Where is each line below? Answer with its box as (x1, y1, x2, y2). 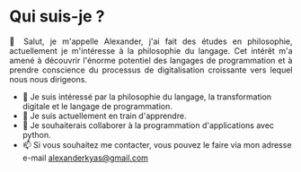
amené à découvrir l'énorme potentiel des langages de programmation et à (9, 55, 293, 65)
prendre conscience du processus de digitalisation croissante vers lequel (9, 64, 293, 75)
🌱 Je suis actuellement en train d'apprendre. (22, 110, 187, 121)
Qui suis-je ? (9, 6, 105, 27)
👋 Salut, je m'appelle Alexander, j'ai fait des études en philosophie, (9, 36, 293, 47)
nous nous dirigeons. (9, 73, 88, 84)
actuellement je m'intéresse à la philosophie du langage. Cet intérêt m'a (9, 45, 293, 56)
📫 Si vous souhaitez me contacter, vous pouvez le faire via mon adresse (22, 139, 292, 150)
